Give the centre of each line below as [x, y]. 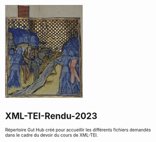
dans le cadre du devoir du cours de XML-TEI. [52, 135]
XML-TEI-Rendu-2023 [51, 116]
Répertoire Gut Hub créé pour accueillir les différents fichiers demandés [78, 130]
